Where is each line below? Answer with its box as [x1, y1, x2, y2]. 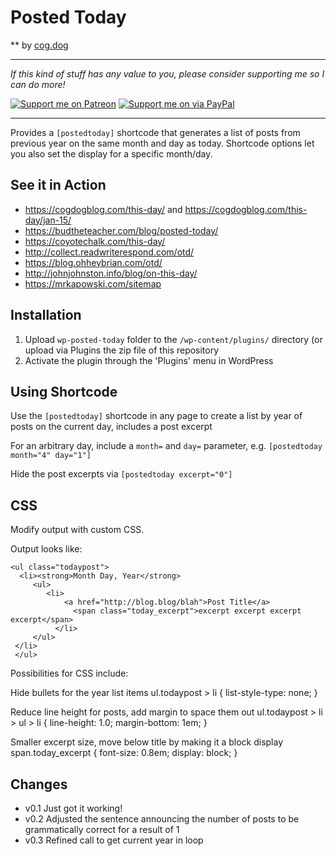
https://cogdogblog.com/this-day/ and [24, 203, 183, 215]
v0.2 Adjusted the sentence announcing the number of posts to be [24, 813, 300, 825]
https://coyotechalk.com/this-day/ [24, 235, 166, 247]
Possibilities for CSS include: [10, 667, 129, 680]
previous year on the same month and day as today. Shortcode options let [10, 137, 315, 149]
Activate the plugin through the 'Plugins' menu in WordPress [24, 354, 274, 366]
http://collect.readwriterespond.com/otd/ [24, 246, 195, 258]
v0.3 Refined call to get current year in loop [24, 834, 204, 846]
